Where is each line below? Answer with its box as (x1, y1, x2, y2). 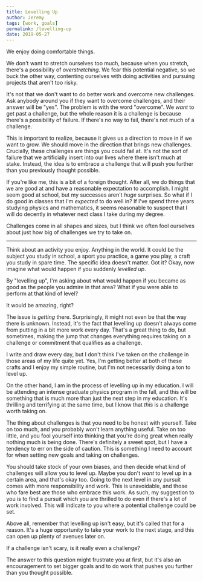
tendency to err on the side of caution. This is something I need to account (6, 445, 192, 453)
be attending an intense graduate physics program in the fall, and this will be (6, 388, 197, 396)
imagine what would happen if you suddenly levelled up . (6, 266, 146, 273)
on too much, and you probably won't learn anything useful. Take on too (6, 426, 186, 433)
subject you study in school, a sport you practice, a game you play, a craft (6, 252, 190, 260)
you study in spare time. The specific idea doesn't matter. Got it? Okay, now (6, 259, 195, 266)
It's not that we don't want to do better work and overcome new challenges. (6, 91, 195, 98)
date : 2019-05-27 (6, 31, 50, 38)
